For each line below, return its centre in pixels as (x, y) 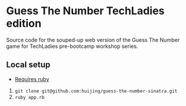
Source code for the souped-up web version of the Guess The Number (93, 40)
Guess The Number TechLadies (86, 11)
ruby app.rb (29, 97)
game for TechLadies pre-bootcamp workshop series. (72, 46)
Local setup (28, 65)
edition (24, 23)
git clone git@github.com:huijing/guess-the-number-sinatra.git (96, 91)
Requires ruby (32, 79)
